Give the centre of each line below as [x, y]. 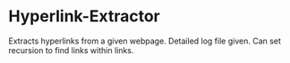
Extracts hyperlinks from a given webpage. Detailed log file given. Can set [145, 41]
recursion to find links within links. [71, 50]
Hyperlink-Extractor [84, 16]
